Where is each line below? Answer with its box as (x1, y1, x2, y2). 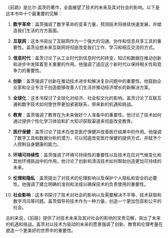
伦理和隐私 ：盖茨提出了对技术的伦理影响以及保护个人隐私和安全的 (12, 175, 149, 181)
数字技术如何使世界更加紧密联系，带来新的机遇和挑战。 (21, 101, 136, 107)
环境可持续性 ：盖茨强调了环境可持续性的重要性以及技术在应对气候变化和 (12, 152, 162, 157)
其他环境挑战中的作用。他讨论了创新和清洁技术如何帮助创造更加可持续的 (12, 158, 162, 164)
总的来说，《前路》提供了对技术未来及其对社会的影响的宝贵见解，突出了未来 (5, 215, 161, 221)
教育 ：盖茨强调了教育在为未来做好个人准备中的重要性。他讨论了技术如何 (12, 112, 162, 117)
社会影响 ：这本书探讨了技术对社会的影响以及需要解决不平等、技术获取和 (12, 192, 162, 197)
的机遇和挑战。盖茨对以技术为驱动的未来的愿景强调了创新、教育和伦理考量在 (5, 221, 163, 227)
